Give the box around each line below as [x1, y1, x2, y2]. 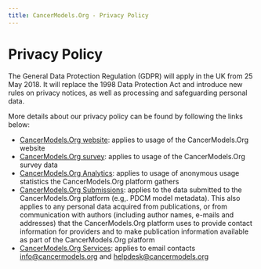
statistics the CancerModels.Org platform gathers [19, 176, 179, 186]
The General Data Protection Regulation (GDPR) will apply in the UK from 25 [8, 71, 253, 81]
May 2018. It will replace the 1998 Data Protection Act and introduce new [8, 79, 243, 89]
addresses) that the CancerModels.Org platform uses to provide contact [19, 218, 253, 227]
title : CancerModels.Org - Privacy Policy [8, 11, 149, 20]
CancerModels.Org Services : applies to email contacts [19, 243, 196, 253]
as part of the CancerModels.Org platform [19, 234, 155, 244]
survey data [19, 160, 59, 169]
